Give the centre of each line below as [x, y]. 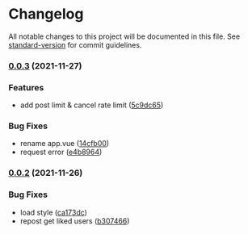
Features [26, 87]
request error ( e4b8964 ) [61, 152]
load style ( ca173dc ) [53, 212]
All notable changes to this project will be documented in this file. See [124, 36]
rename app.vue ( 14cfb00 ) [65, 144]
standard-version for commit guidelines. [75, 44]
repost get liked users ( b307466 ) [75, 221]
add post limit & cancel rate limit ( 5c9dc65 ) [92, 105]
